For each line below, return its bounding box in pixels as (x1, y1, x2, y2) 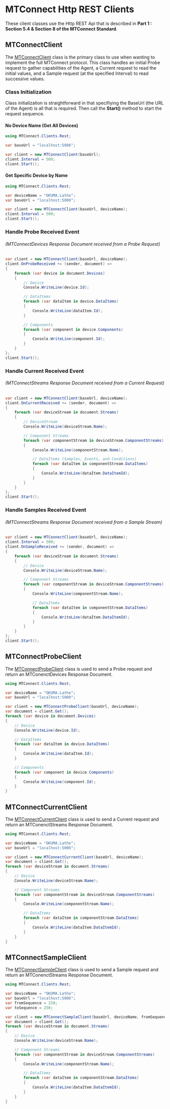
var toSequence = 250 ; (5, 1005, 53, 1010)
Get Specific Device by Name (5, 172, 68, 178)
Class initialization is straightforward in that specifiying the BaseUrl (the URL (5, 100, 164, 106)
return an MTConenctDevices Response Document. (5, 671, 113, 677)
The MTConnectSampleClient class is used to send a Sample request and (5, 967, 158, 973)
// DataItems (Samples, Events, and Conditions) (32, 457, 137, 462)
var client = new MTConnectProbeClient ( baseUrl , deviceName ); (5, 704, 139, 709)
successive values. (5, 75, 45, 82)
